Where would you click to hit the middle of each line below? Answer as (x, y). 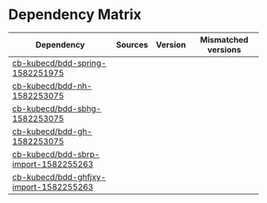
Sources (132, 44)
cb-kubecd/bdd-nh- (52, 86)
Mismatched (224, 40)
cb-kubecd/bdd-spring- (60, 63)
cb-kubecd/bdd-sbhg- (57, 109)
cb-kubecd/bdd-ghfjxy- (59, 177)
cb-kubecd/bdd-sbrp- (56, 154)
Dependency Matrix (75, 15)
